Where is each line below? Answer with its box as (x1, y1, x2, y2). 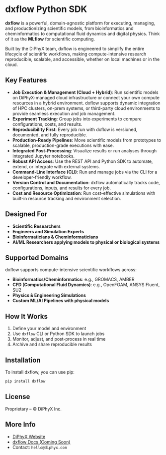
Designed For (5, 210, 48, 218)
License (5, 393, 30, 401)
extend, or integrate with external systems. (12, 163, 100, 169)
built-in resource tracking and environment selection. (12, 195, 121, 201)
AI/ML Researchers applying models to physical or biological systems (12, 239, 160, 245)
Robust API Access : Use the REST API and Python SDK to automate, (12, 158, 153, 164)
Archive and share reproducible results (12, 341, 92, 348)
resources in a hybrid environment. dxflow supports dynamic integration (12, 100, 161, 106)
